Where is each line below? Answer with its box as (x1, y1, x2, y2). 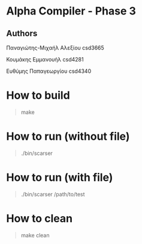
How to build (6, 89, 70, 102)
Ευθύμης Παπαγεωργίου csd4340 (6, 67, 92, 75)
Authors (6, 28, 38, 39)
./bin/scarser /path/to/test (20, 190, 85, 198)
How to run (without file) (6, 130, 130, 143)
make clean (20, 231, 50, 239)
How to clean (6, 212, 73, 225)
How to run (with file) (6, 170, 113, 184)
